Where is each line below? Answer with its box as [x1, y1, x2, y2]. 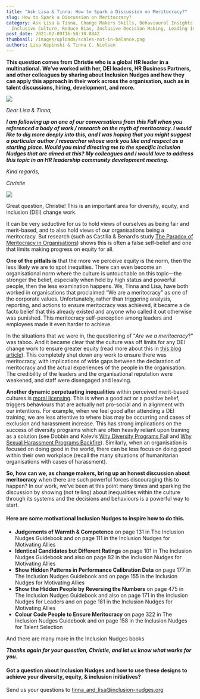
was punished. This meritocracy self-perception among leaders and [6, 314, 173, 321]
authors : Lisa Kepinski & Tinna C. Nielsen [6, 42, 116, 48]
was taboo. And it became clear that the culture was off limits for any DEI [6, 338, 186, 345]
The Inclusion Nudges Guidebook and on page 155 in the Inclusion [14, 573, 178, 580]
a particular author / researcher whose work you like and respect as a [6, 137, 183, 144]
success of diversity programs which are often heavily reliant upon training [6, 426, 190, 433]
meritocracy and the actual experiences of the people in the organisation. [6, 364, 186, 371]
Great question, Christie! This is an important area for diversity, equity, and [6, 202, 189, 209]
